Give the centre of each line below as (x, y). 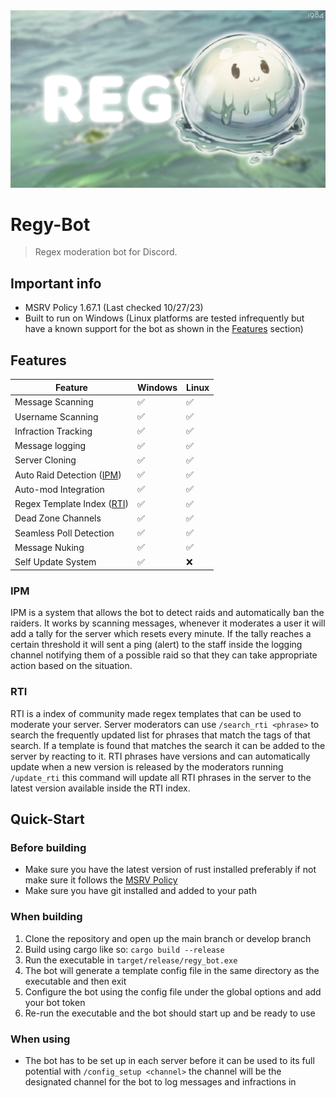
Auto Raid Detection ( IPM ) (68, 475)
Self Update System (55, 562)
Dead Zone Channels (58, 518)
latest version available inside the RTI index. (100, 788)
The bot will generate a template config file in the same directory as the (172, 970)
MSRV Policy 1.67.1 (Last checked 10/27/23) (114, 308)
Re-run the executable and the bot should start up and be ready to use (170, 1013)
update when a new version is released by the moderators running (147, 766)
